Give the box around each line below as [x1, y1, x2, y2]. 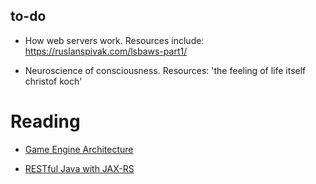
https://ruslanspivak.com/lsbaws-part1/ [24, 45, 188, 57]
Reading [10, 110, 81, 133]
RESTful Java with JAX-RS [24, 162, 135, 174]
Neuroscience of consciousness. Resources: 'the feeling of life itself [24, 64, 307, 76]
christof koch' [24, 75, 83, 87]
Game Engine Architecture [24, 143, 134, 155]
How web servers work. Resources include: [24, 34, 205, 46]
